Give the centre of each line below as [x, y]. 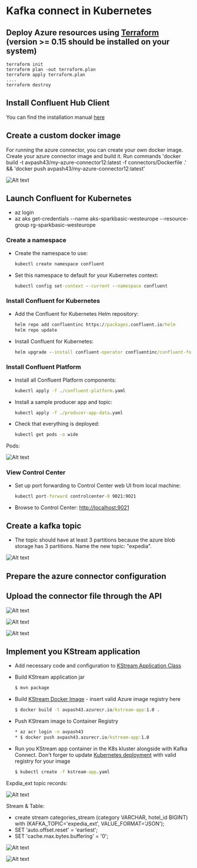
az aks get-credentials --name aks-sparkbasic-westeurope [86, 219]
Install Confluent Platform [44, 367]
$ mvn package [32, 688]
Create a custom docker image [64, 136]
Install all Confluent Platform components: [65, 380]
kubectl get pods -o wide [46, 435]
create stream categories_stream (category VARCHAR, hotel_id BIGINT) [101, 817]
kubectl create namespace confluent [59, 264]
